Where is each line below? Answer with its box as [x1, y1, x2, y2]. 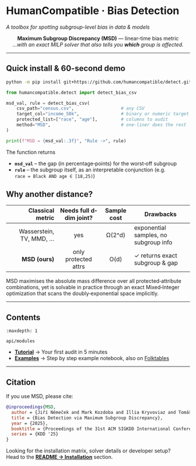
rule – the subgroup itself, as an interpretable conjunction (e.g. [14, 166, 166, 173]
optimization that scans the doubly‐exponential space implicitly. [6, 290, 159, 297]
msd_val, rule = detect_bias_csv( [6, 100, 90, 106]
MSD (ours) [21, 255, 54, 263]
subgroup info [134, 238, 173, 246]
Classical [28, 207, 54, 215]
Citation [6, 377, 36, 387]
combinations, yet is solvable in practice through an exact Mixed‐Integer [6, 284, 180, 291]
